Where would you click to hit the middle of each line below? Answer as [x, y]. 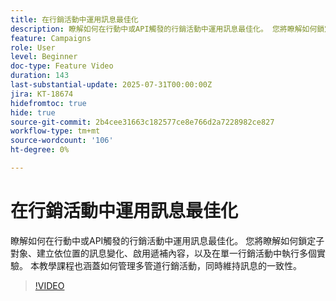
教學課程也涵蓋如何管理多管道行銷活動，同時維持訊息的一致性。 [170, 265]
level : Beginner [44, 57]
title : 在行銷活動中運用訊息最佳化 [74, 19]
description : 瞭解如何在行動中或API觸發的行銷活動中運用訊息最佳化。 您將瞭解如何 [164, 29]
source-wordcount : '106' [62, 141]
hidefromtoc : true [48, 103]
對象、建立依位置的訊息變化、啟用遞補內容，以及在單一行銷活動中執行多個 [163, 253]
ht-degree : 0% [40, 150]
